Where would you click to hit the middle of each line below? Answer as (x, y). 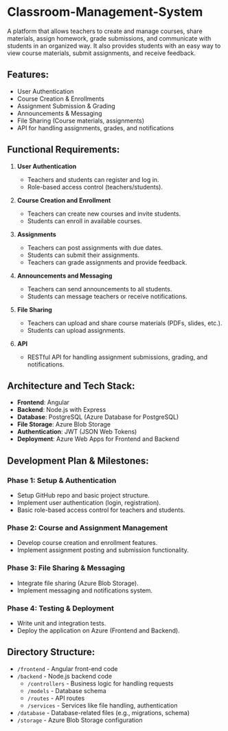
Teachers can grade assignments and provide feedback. (107, 262)
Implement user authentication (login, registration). (89, 503)
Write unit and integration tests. (61, 623)
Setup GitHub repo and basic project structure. (83, 495)
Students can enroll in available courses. (84, 220)
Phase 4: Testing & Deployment (61, 608)
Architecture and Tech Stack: (71, 385)
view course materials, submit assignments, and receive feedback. (101, 53)
